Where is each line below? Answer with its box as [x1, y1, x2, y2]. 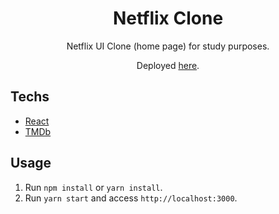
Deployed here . [136, 59, 200, 71]
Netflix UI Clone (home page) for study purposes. [66, 40, 270, 52]
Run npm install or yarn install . [24, 181, 163, 193]
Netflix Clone [112, 7, 224, 30]
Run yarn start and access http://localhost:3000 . [24, 192, 238, 204]
